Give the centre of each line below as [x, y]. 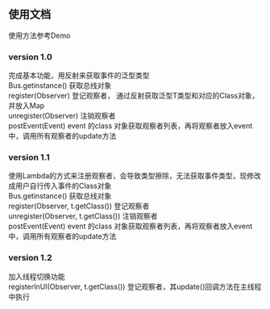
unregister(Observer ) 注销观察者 [62, 116]
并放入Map [27, 106]
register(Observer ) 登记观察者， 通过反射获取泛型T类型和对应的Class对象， [134, 96]
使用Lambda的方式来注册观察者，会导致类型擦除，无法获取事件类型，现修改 [135, 176]
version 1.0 [30, 56]
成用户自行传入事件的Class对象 [60, 186]
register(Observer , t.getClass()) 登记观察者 [79, 206]
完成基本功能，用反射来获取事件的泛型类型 [79, 76]
